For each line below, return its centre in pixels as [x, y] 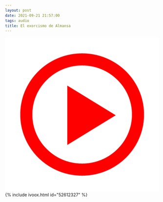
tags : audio [17, 20]
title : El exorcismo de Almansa [38, 26]
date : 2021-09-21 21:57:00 [32, 15]
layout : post [18, 10]
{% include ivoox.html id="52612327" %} [46, 195]
